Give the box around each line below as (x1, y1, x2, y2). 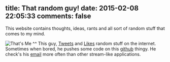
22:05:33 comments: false (5, 12, 91, 21)
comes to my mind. (5, 30, 46, 37)
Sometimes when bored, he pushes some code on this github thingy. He (5, 45, 156, 52)
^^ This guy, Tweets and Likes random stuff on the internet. (32, 40, 156, 46)
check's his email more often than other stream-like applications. (5, 51, 141, 57)
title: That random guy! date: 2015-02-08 (5, 4, 139, 13)
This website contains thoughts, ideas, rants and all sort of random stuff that (5, 25, 165, 31)
